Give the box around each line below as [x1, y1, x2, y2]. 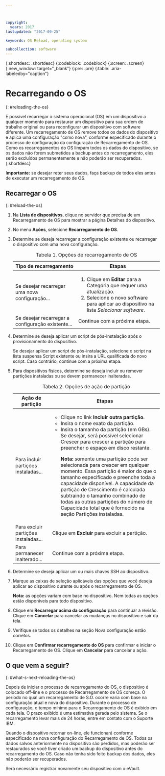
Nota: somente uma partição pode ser [60, 455, 148, 462]
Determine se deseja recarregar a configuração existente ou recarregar [12, 236, 157, 242]
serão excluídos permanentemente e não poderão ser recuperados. [5, 155, 142, 161]
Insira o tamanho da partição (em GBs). [60, 426, 151, 433]
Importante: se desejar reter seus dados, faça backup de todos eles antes [5, 170, 156, 176]
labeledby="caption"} [5, 71, 49, 76]
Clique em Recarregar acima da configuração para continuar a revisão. [12, 607, 158, 613]
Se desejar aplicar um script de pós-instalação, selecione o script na [12, 348, 151, 353]
